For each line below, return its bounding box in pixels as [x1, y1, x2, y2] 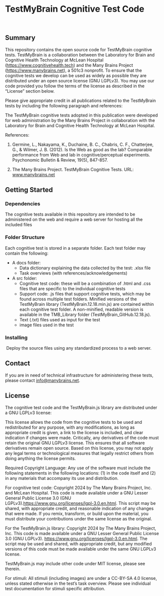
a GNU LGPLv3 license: [5, 410, 52, 416]
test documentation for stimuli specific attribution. [5, 585, 105, 591]
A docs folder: [12, 259, 41, 265]
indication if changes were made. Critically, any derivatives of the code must [5, 435, 159, 440]
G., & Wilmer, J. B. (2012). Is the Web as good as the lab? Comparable [12, 146, 152, 152]
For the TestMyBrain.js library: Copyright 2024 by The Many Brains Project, [5, 525, 156, 531]
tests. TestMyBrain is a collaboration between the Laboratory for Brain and [5, 52, 155, 58]
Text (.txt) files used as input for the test [19, 317, 100, 322]
